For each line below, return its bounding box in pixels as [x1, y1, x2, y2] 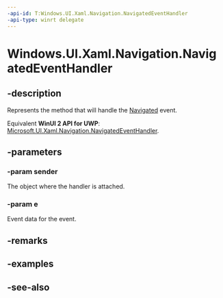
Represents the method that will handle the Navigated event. [7, 105, 178, 114]
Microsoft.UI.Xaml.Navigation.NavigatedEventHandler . [7, 126, 159, 134]
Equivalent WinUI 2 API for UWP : [7, 119, 101, 127]
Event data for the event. [7, 215, 77, 223]
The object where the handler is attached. [7, 182, 125, 190]
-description [7, 88, 62, 99]
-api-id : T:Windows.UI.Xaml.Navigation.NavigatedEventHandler [7, 10, 188, 17]
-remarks [7, 234, 48, 247]
